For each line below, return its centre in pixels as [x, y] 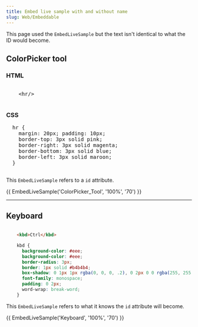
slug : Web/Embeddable [33, 17]
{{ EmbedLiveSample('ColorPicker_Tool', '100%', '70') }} [74, 192]
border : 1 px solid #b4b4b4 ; [56, 267]
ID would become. [28, 40]
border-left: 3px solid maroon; [65, 157]
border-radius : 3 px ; [47, 262]
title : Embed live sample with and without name [67, 12]
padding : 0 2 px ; [42, 284]
